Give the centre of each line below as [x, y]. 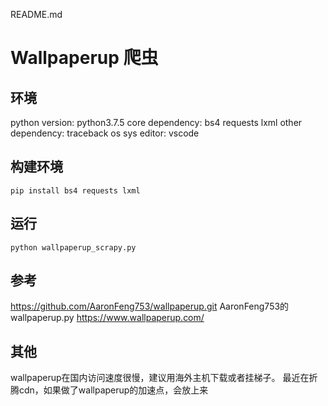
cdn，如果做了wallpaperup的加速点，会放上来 [113, 390]
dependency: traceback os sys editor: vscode [105, 133]
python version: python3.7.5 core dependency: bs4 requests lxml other [156, 122]
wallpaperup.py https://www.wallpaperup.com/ [107, 318]
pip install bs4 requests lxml [75, 190]
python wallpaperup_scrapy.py [73, 247]
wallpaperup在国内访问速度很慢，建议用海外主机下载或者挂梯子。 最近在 [160, 378]
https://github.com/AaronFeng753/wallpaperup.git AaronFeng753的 [150, 306]
